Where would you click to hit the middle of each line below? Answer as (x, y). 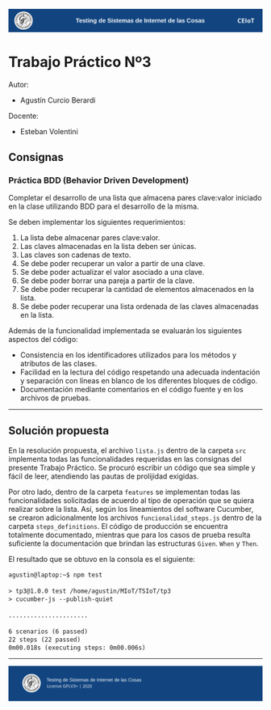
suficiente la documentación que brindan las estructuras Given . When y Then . (133, 543)
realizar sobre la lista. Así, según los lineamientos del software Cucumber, (131, 509)
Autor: (19, 85)
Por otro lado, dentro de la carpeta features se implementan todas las (124, 492)
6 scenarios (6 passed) (48, 632)
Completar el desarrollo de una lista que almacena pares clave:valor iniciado (135, 197)
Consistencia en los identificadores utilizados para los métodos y (128, 355)
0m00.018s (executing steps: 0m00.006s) (77, 648)
